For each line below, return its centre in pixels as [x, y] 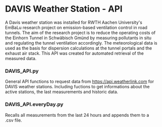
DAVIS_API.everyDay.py [34, 104]
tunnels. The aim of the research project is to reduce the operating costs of [80, 32]
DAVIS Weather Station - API [64, 9]
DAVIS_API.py [22, 71]
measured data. [21, 58]
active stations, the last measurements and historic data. [62, 92]
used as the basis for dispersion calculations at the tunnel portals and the [79, 48]
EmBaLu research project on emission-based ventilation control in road [76, 27]
